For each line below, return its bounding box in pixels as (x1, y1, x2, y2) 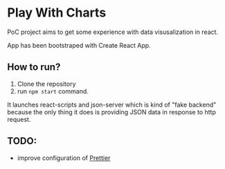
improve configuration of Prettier (17, 154, 111, 162)
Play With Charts (7, 5, 107, 21)
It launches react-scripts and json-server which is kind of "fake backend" (7, 100, 217, 109)
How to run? (7, 61, 61, 73)
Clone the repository (17, 80, 76, 88)
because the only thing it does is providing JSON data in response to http (7, 107, 217, 116)
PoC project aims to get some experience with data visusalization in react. (7, 28, 219, 36)
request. (7, 115, 31, 123)
